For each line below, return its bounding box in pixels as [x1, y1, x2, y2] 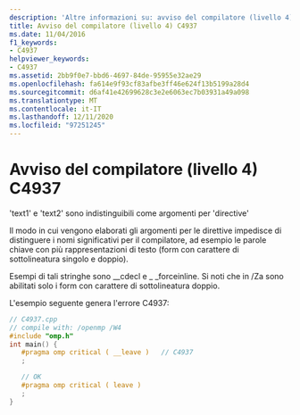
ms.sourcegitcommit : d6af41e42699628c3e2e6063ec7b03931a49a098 [9, 87, 250, 96]
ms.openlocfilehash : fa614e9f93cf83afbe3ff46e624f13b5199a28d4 [9, 79, 250, 88]
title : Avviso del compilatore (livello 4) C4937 [9, 21, 198, 30]
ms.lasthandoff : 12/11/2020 [9, 112, 114, 121]
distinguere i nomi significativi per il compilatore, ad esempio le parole [9, 234, 267, 245]
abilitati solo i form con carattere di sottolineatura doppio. [9, 280, 221, 291]
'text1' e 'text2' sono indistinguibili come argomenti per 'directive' [9, 207, 250, 219]
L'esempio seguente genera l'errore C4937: [9, 297, 170, 308]
